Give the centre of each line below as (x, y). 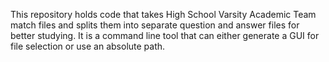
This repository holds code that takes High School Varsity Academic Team (163, 14)
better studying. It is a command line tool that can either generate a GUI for (165, 35)
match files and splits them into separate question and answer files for (155, 25)
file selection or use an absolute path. (88, 46)
